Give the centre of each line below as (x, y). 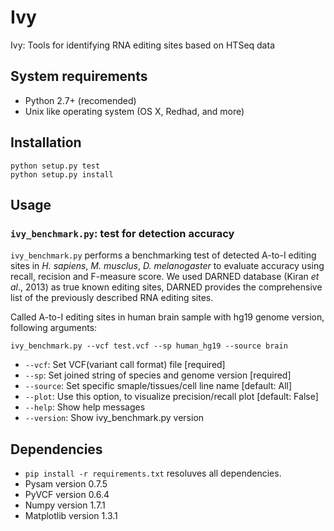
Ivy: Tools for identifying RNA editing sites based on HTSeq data (142, 45)
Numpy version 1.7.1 (65, 505)
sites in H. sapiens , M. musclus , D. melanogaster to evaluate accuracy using (167, 266)
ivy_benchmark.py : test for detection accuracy (122, 233)
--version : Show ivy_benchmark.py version (114, 418)
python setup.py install (62, 174)
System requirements (79, 76)
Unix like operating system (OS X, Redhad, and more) (134, 111)
